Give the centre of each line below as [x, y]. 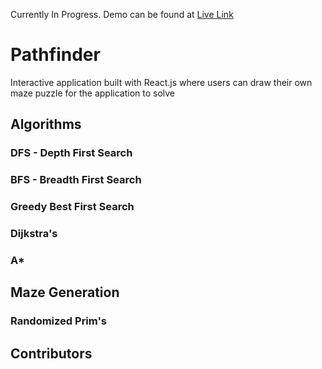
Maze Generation [65, 292]
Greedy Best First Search [72, 207]
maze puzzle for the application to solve [93, 93]
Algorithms [46, 124]
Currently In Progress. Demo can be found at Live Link [122, 14]
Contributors [51, 353]
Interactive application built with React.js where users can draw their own [161, 82]
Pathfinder [55, 55]
